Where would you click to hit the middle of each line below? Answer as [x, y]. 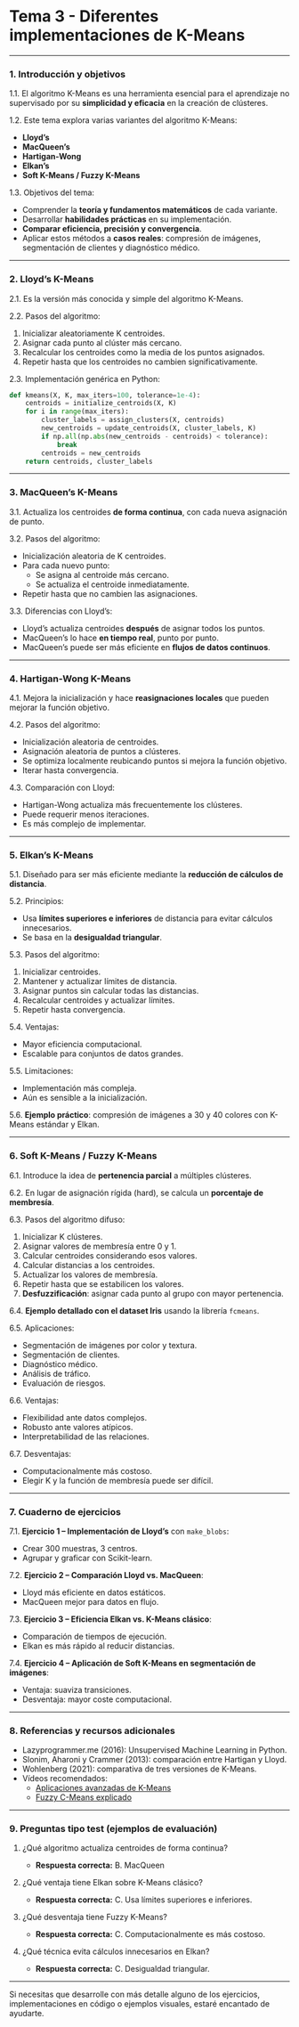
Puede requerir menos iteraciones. [85, 814]
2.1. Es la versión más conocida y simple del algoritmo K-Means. [126, 298]
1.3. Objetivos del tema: [52, 192]
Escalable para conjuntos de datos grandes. [103, 1054]
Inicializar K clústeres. [62, 1236]
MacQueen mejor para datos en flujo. [90, 1601]
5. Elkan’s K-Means [51, 855]
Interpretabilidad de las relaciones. [85, 1437]
